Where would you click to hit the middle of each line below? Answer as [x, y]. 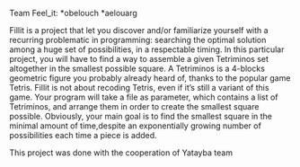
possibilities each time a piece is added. [83, 135]
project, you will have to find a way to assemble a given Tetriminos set [139, 59]
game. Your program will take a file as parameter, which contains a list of [144, 97]
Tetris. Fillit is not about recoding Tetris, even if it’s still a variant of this [139, 88]
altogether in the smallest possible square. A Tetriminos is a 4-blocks [137, 68]
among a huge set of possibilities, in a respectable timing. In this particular [147, 49]
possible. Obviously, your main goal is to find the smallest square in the [141, 116]
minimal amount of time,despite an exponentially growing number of [136, 126]
